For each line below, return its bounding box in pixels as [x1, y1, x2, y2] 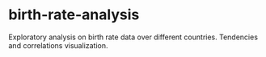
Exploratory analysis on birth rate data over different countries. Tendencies [8, 32, 259, 42]
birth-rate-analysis [8, 6, 140, 24]
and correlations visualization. [8, 40, 108, 50]
